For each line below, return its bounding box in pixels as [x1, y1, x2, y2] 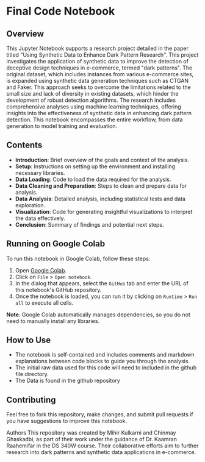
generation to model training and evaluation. [6, 123, 118, 129]
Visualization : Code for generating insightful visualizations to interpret [15, 208, 193, 215]
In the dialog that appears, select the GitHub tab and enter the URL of [15, 279, 189, 287]
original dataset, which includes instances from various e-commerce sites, [6, 71, 194, 77]
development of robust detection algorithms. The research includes [6, 96, 176, 104]
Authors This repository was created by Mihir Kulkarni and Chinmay [6, 429, 176, 436]
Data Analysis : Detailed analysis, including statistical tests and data [15, 195, 186, 202]
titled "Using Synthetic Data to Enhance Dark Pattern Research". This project [6, 51, 199, 59]
